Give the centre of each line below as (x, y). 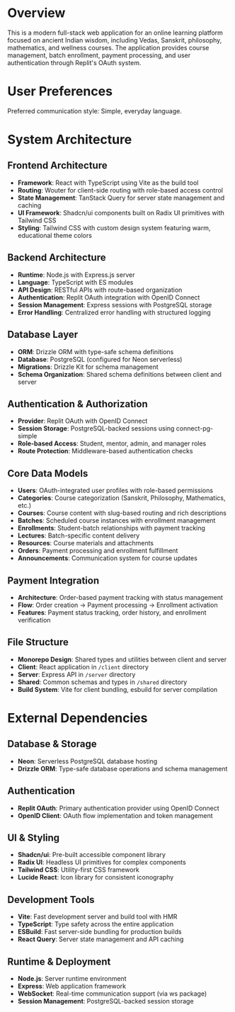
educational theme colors (55, 235)
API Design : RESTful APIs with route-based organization (100, 290)
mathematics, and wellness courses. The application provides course (108, 47)
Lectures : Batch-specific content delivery (79, 535)
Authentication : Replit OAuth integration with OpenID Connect (109, 297)
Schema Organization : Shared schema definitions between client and (119, 374)
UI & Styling (34, 837)
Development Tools (51, 900)
